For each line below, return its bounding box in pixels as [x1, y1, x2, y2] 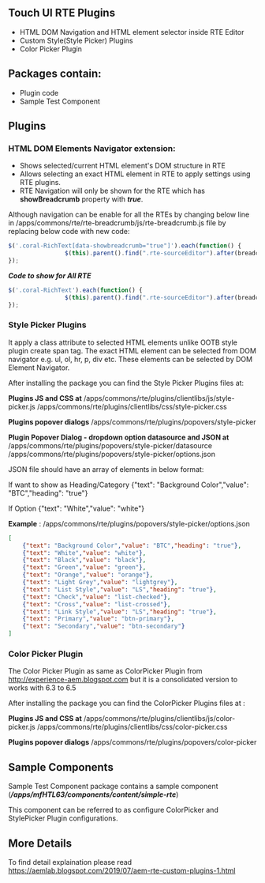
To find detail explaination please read [8, 858, 132, 867]
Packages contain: [8, 67, 102, 81]
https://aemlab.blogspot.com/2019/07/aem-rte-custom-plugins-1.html [8, 866, 236, 876]
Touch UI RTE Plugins [8, 6, 116, 20]
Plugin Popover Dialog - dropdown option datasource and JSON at [8, 432, 230, 442]
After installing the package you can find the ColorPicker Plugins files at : [8, 699, 246, 708]
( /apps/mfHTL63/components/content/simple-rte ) [8, 790, 179, 799]
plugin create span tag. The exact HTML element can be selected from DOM [8, 345, 256, 355]
